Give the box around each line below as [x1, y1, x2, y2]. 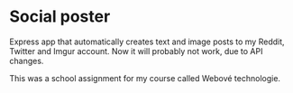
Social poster [9, 6, 111, 27]
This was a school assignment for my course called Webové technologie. [9, 72, 281, 83]
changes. [9, 55, 44, 66]
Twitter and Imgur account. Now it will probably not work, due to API [9, 45, 263, 56]
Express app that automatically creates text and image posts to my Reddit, [9, 36, 286, 47]
